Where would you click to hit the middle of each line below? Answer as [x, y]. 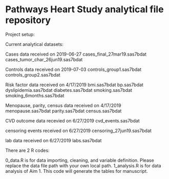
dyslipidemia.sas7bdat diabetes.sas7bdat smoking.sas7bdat [69, 90]
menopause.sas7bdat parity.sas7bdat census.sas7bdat [64, 111]
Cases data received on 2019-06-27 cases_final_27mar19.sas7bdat [76, 54]
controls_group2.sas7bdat [33, 74]
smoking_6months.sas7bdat [35, 95]
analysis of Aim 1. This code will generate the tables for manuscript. [77, 171]
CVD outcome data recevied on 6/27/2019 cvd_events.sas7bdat [72, 120]
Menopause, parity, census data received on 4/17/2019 [63, 105]
